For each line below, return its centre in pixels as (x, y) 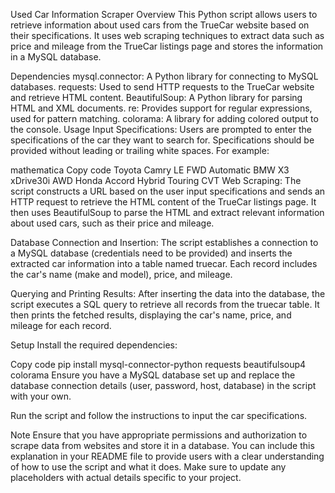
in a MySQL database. (56, 57)
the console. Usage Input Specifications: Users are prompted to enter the (161, 129)
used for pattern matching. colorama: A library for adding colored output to (164, 118)
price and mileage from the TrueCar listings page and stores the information (167, 46)
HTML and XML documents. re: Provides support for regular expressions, (161, 108)
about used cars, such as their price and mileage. (112, 223)
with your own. (41, 396)
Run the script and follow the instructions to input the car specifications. (159, 415)
